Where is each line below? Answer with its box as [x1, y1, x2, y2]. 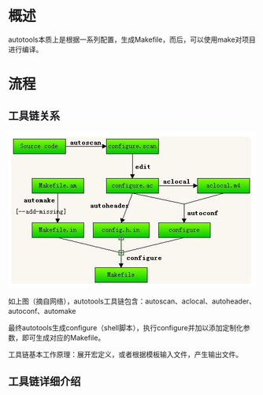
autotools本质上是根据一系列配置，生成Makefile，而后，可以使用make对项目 [8, 35, 256, 44]
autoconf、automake [8, 306, 76, 315]
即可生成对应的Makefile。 [21, 333, 106, 342]
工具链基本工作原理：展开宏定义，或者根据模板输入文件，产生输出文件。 [8, 349, 243, 359]
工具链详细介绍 [8, 375, 81, 389]
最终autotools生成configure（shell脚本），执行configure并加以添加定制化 [8, 322, 244, 332]
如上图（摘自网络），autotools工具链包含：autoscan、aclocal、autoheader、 [8, 296, 257, 306]
